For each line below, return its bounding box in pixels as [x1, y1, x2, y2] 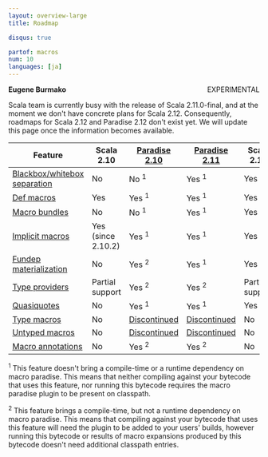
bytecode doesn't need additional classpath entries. [8, 439, 179, 449]
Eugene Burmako [8, 85, 66, 94]
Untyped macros [12, 327, 76, 338]
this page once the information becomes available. [8, 125, 175, 135]
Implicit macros [12, 230, 70, 241]
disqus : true [8, 34, 52, 42]
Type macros [12, 313, 61, 324]
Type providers [12, 281, 69, 292]
